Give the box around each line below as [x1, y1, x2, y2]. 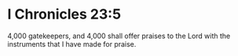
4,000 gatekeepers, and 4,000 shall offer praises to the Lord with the [7, 31, 231, 40]
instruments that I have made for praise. [7, 39, 137, 48]
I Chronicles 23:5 [7, 5, 122, 23]
